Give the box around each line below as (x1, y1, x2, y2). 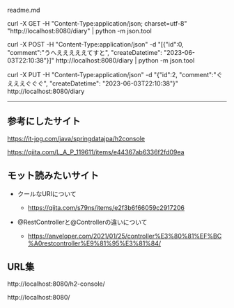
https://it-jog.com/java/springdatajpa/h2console (7, 134, 145, 143)
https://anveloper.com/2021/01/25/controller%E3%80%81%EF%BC (27, 232, 222, 240)
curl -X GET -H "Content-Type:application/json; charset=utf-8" (7, 19, 187, 27)
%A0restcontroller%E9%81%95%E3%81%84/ (27, 239, 162, 248)
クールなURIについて (17, 189, 77, 197)
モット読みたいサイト (7, 170, 99, 181)
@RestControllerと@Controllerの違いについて (17, 218, 148, 226)
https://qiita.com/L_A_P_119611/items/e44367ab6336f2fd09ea (7, 147, 185, 156)
